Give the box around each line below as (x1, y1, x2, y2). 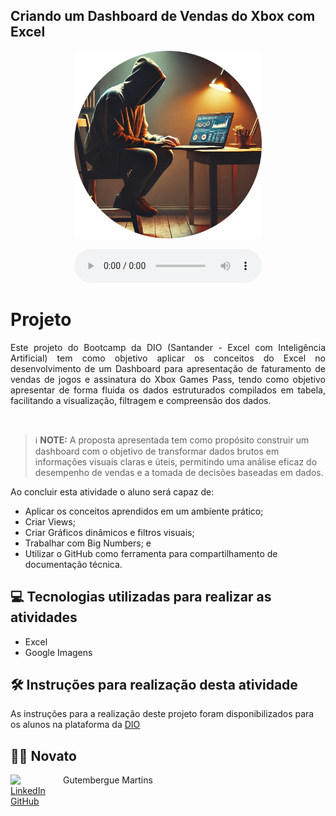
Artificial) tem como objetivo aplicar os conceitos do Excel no (10, 352, 326, 364)
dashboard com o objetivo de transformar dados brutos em (34, 445, 280, 457)
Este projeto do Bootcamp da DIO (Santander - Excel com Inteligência (10, 341, 326, 353)
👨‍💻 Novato (10, 747, 77, 764)
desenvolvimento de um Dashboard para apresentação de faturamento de (10, 362, 326, 374)
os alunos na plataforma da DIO (10, 719, 141, 731)
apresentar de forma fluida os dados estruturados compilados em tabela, (10, 384, 326, 396)
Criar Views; (24, 515, 76, 528)
